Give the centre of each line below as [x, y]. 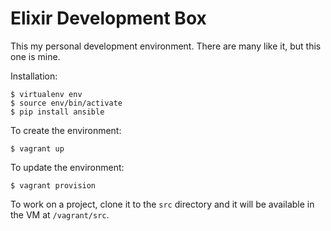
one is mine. [35, 56]
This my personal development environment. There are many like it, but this [166, 46]
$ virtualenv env [46, 94]
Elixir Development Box [108, 18]
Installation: [34, 76]
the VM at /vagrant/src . [60, 214]
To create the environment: [66, 130]
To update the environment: [67, 167]
